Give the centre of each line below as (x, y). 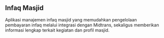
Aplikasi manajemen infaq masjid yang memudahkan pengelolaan (71, 19)
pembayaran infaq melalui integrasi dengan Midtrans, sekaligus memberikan (82, 25)
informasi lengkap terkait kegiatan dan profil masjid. (57, 30)
